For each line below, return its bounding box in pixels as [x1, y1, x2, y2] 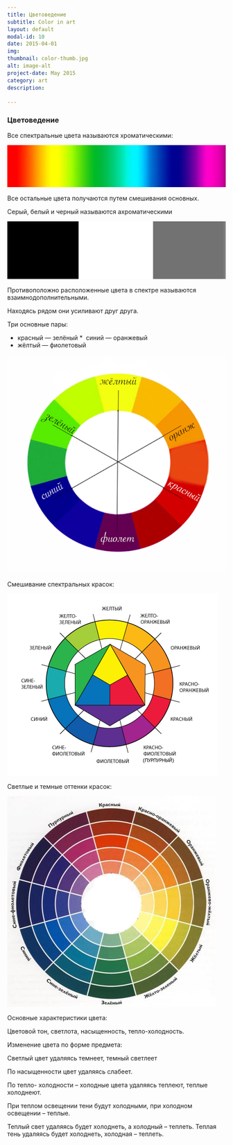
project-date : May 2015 [7, 69, 76, 76]
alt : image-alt [7, 62, 51, 69]
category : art [7, 77, 49, 84]
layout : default [7, 26, 54, 33]
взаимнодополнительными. [7, 293, 89, 301]
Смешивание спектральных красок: [7, 579, 114, 588]
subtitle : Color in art [7, 18, 76, 26]
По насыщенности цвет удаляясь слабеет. [7, 1067, 133, 1076]
